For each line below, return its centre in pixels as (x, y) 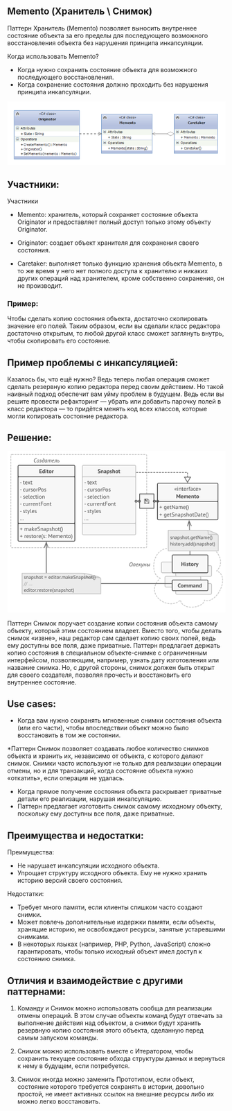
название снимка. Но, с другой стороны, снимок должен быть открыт (111, 667)
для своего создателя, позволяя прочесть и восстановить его (99, 675)
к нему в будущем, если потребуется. (73, 1066)
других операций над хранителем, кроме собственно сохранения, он (121, 278)
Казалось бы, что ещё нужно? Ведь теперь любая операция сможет (108, 379)
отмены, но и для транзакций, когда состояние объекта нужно (100, 771)
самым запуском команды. (57, 1038)
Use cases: (32, 704)
